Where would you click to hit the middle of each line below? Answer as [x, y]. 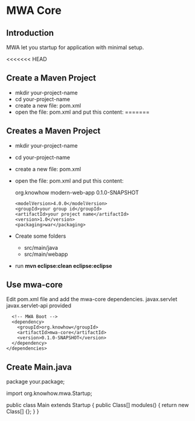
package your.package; [36, 382]
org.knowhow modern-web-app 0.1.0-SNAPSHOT [77, 192]
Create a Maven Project [51, 78]
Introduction [30, 33]
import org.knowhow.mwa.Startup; [49, 393]
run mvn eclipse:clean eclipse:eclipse [64, 266]
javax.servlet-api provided [39, 305]
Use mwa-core [35, 285]
